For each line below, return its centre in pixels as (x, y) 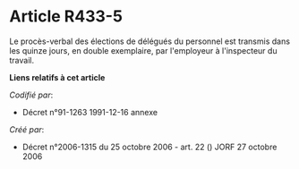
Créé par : (27, 129)
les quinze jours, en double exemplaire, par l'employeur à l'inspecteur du (143, 50)
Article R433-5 (66, 17)
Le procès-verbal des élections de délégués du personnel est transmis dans (150, 41)
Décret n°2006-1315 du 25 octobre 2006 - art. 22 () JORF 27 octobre (149, 147)
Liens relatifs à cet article (57, 77)
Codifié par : (31, 95)
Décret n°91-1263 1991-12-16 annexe (90, 112)
